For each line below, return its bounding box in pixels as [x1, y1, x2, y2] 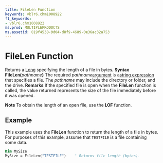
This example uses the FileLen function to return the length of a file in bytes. [5, 129, 159, 135]
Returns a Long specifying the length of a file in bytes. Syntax [5, 67, 129, 72]
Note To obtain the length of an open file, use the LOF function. [5, 102, 132, 108]
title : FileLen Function [5, 7, 55, 12]
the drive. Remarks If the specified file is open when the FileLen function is [5, 82, 157, 88]
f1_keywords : [5, 16, 32, 21]
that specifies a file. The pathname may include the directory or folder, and [5, 77, 156, 83]
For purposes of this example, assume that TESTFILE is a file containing [5, 134, 147, 140]
